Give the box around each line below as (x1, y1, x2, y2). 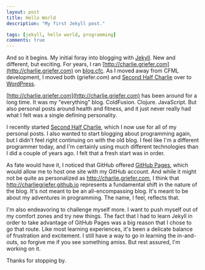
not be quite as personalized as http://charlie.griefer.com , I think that (6, 174, 179, 182)
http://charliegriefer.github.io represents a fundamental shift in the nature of (6, 181, 198, 188)
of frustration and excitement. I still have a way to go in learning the (6, 232, 176, 239)
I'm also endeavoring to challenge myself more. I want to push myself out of (6, 206, 198, 214)
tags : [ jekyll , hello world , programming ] (6, 31, 116, 37)
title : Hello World (6, 15, 56, 21)
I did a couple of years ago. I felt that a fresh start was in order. (6, 150, 165, 157)
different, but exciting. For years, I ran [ (6, 61, 105, 68)
